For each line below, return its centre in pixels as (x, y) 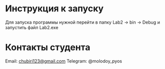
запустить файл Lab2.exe (32, 27)
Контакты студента (48, 48)
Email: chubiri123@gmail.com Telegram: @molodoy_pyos (64, 61)
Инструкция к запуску (54, 9)
